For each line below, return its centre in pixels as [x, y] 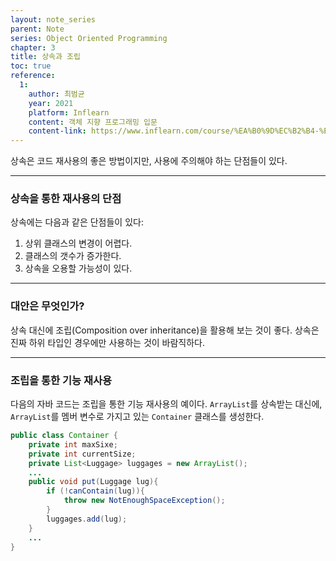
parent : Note [37, 29]
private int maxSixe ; [73, 444]
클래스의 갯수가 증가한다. [73, 256]
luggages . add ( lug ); [87, 519]
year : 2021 [51, 103]
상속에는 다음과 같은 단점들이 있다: [77, 222]
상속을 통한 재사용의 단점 [66, 199]
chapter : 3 [33, 47]
